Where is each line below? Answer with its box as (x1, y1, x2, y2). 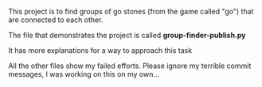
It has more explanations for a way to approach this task (8, 46, 193, 55)
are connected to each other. (8, 15, 104, 25)
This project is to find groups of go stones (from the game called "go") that (8, 7, 254, 16)
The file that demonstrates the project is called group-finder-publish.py (8, 31, 246, 40)
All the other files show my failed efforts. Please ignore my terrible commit (8, 61, 252, 70)
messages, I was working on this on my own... (8, 70, 160, 78)
